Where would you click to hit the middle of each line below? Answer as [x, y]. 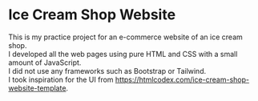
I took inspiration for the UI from [61, 79]
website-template [37, 88]
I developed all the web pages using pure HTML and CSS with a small [123, 54]
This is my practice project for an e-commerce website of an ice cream [125, 37]
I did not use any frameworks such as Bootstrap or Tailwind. [107, 71]
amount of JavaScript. [45, 63]
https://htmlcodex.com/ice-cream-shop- [182, 79]
